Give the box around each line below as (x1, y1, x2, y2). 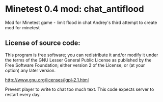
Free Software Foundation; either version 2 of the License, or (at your (5, 62, 145, 68)
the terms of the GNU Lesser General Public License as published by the (5, 57, 152, 63)
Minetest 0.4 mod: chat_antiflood (5, 3, 144, 15)
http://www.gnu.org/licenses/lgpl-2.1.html (5, 77, 89, 82)
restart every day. (5, 91, 41, 97)
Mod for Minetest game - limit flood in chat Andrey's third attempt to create (5, 20, 157, 25)
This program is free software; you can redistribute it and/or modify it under (5, 52, 159, 58)
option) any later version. (5, 67, 55, 73)
